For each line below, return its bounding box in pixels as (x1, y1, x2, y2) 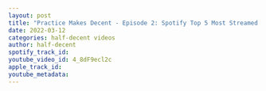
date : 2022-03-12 (8, 26, 66, 34)
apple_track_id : (8, 63, 62, 71)
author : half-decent (8, 41, 77, 49)
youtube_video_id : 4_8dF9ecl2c (8, 56, 112, 64)
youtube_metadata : (8, 70, 69, 78)
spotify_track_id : (8, 48, 69, 56)
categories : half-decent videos (8, 33, 115, 42)
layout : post (8, 11, 52, 20)
